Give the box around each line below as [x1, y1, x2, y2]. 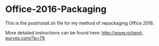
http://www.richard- [101, 29, 143, 35]
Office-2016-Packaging [5, 3, 107, 15]
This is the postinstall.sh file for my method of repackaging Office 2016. [5, 20, 154, 26]
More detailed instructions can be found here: [5, 29, 101, 35]
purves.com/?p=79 [5, 35, 45, 41]
